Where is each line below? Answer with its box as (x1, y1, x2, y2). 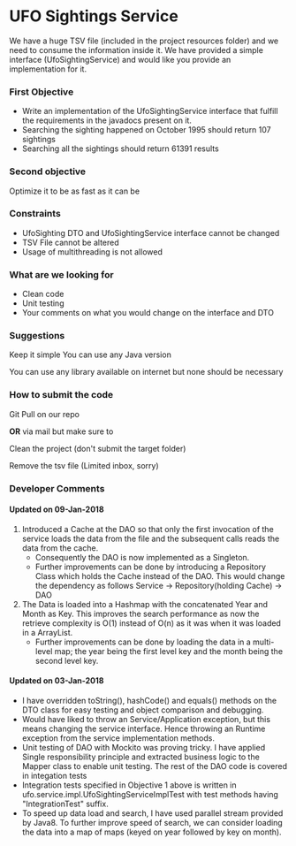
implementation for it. (9, 64, 87, 74)
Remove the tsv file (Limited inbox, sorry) (9, 460, 159, 470)
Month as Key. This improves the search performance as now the (21, 608, 260, 619)
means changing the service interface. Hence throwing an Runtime (21, 723, 266, 735)
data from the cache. (21, 542, 99, 553)
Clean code (21, 289, 65, 300)
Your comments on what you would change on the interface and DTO (21, 308, 274, 318)
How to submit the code (9, 389, 113, 401)
